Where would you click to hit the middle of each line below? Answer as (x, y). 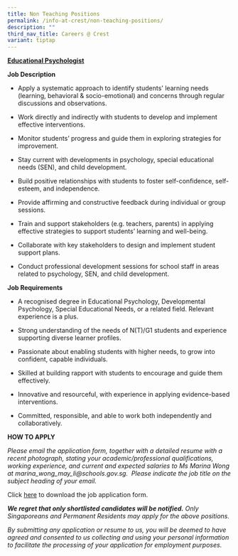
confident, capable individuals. (63, 359)
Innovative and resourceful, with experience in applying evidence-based (124, 395)
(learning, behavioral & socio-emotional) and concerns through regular (121, 96)
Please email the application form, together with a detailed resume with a (115, 451)
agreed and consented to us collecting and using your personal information (118, 538)
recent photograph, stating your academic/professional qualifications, (110, 459)
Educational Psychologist (46, 60)
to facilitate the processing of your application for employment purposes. (115, 545)
